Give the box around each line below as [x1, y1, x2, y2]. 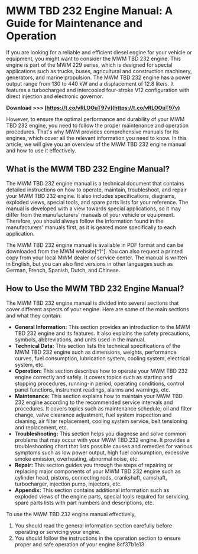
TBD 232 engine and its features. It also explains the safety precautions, [14, 330, 191, 337]
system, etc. [14, 361, 45, 368]
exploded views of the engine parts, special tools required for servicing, [14, 493, 190, 500]
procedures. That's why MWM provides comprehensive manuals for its [6, 128, 179, 135]
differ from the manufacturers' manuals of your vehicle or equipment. [6, 211, 175, 218]
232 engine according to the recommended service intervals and [14, 399, 173, 406]
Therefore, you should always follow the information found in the [6, 217, 164, 224]
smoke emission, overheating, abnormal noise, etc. [14, 455, 139, 462]
